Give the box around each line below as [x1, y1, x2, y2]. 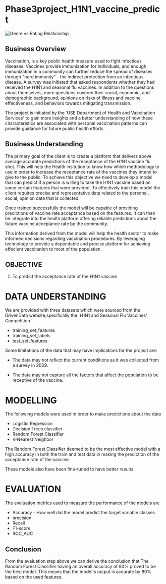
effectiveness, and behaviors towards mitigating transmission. [5, 100, 132, 106]
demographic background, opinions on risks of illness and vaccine [5, 95, 141, 101]
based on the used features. [5, 574, 63, 580]
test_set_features [12, 338, 48, 344]
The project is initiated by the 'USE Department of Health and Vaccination [5, 110, 155, 116]
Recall [12, 520, 25, 526]
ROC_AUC [12, 530, 33, 536]
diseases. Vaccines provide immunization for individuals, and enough [5, 63, 147, 69]
